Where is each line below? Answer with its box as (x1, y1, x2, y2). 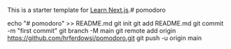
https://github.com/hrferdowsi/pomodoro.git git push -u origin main (7, 34, 202, 42)
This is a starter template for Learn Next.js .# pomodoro (7, 6, 166, 14)
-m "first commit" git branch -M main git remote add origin (7, 27, 176, 35)
